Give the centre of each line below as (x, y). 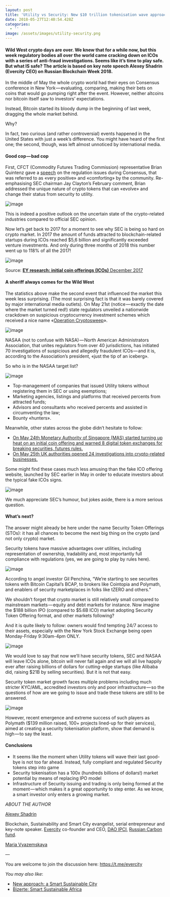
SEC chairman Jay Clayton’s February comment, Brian (89, 184)
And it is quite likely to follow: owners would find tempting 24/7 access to (81, 625)
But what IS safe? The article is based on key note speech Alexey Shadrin (84, 66)
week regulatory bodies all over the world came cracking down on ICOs (82, 55)
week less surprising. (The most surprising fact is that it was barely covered (84, 299)
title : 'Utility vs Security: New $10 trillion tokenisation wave (77, 15)
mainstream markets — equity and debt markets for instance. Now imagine (82, 605)
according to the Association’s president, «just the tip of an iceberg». (77, 356)
